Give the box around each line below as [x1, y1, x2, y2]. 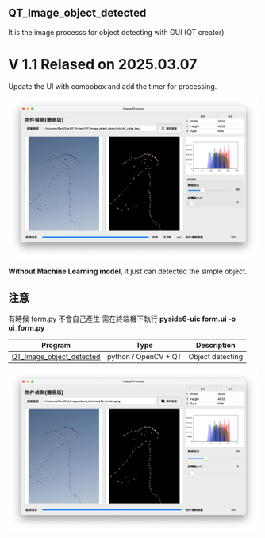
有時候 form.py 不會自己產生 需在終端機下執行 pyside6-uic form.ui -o [8, 314, 236, 323]
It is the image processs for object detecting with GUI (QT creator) [8, 27, 225, 37]
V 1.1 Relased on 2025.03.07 [8, 56, 198, 73]
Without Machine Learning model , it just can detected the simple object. [8, 266, 248, 276]
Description [195, 341, 236, 350]
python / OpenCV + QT [106, 352, 182, 362]
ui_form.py [8, 323, 45, 332]
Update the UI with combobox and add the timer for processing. [8, 81, 217, 91]
